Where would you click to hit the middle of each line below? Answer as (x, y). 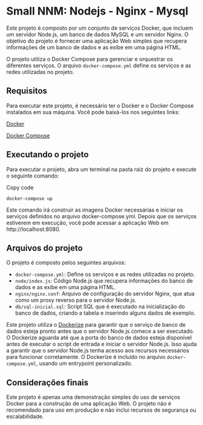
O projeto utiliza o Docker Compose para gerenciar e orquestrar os (90, 59)
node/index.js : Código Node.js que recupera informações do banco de (104, 281)
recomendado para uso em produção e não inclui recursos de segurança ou (101, 410)
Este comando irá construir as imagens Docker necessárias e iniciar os (95, 210)
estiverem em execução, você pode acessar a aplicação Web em (88, 223)
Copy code (20, 187)
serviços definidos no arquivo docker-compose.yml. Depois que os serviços (101, 216)
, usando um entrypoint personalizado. (84, 363)
